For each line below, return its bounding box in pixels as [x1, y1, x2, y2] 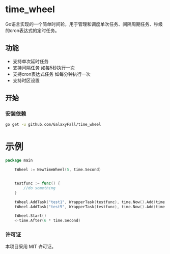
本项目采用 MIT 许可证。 [5, 243, 56, 250]
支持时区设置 [12, 77, 40, 83]
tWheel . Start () [14, 213, 47, 218]
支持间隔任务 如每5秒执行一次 [12, 65, 75, 71]
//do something [23, 185, 56, 190]
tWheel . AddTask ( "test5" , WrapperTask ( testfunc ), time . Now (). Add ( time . [14, 204, 167, 209]
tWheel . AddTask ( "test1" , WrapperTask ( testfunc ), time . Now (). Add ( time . [14, 200, 167, 205]
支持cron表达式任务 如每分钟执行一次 [12, 71, 91, 77]
